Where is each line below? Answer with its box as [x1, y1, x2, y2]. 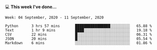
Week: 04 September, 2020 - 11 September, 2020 [5, 15, 104, 20]
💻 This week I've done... [5, 4, 57, 10]
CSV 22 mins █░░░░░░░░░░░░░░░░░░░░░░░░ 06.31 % [5, 32, 152, 37]
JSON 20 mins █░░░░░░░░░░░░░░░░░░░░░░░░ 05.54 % [5, 36, 152, 41]
